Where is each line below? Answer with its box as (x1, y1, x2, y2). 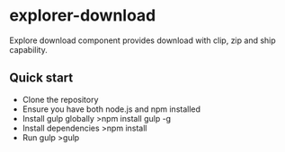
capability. (9, 44, 48, 55)
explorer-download (9, 5, 156, 26)
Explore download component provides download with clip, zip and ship (9, 35, 276, 46)
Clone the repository (22, 94, 99, 105)
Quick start (9, 71, 74, 86)
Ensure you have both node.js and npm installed (22, 104, 200, 114)
